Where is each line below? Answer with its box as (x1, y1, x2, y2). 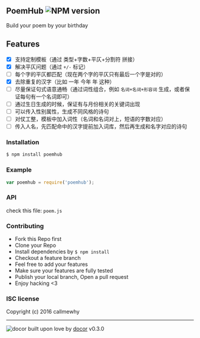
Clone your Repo (14, 242, 57, 249)
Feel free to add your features (14, 261, 88, 268)
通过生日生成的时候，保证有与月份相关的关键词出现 (14, 100, 140, 107)
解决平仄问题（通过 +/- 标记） (14, 63, 89, 70)
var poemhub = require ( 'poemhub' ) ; (6, 179, 95, 185)
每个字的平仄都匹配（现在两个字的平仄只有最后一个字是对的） (14, 70, 167, 77)
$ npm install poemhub (6, 151, 62, 158)
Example (6, 166, 32, 174)
